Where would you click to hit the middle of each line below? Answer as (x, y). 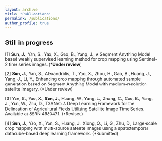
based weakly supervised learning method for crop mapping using (72, 59)
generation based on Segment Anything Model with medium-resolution (76, 84)
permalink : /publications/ (32, 18)
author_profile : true (27, 23)
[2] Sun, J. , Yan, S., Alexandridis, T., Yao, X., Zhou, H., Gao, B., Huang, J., (78, 74)
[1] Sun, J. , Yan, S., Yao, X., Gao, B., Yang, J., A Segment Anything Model (78, 54)
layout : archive (21, 9)
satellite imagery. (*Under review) (39, 89)
